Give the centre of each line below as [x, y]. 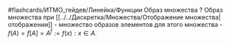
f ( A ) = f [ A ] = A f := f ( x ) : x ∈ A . [52, 32]
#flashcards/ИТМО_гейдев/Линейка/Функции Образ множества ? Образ [115, 10]
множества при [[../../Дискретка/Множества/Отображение [96, 17]
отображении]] [30, 24]
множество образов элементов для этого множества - [141, 24]
